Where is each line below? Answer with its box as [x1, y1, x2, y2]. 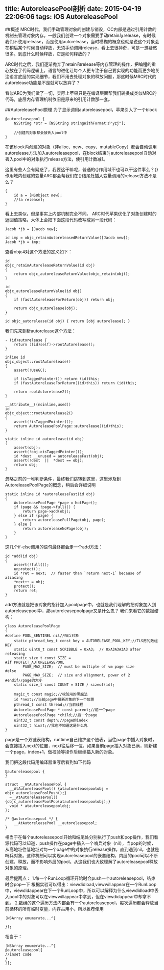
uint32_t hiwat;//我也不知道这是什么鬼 [14, 723, 88, 728]
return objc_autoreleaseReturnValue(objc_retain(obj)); [14, 271, 131, 276]
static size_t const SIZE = [14, 655, 71, 660]
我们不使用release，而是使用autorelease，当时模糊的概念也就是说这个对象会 [5, 38, 160, 44]
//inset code [5, 952, 32, 957]
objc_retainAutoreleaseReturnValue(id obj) [5, 263, 95, 268]
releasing [5, 651, 25, 656]
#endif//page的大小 [5, 678, 43, 683]
